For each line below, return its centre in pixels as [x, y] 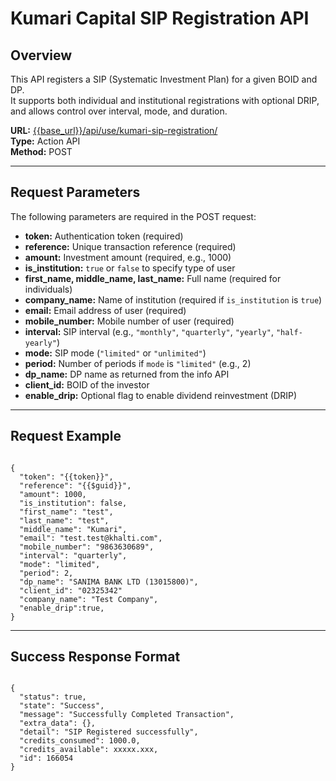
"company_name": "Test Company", [89, 599]
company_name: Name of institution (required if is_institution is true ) [173, 299]
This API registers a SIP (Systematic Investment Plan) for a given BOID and [164, 79]
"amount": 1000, [53, 494]
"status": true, [53, 697]
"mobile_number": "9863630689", [87, 547]
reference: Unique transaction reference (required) [130, 246]
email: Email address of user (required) [105, 310]
